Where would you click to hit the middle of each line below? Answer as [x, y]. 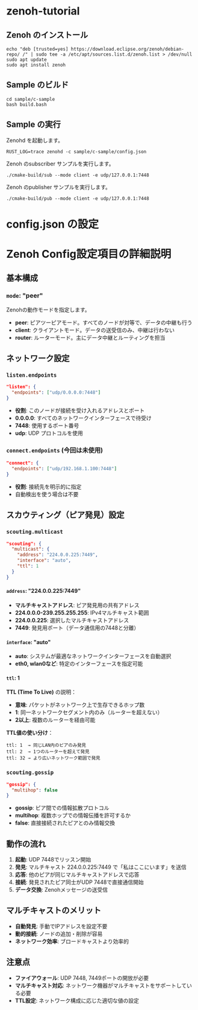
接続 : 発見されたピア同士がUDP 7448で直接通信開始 [79, 882]
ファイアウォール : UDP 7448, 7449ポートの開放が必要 [82, 978]
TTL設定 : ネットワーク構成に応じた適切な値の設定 [77, 1000]
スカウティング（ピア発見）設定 [65, 515]
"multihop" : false [35, 790]
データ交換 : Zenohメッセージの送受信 [61, 890]
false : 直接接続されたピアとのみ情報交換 [65, 823]
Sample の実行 [34, 125]
